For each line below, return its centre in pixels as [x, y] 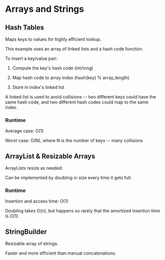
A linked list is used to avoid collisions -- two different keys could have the [81, 97]
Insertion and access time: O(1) [37, 201]
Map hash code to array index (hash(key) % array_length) [71, 78]
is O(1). [12, 216]
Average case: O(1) [24, 131]
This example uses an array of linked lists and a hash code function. [74, 49]
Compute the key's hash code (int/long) [53, 68]
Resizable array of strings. [32, 244]
